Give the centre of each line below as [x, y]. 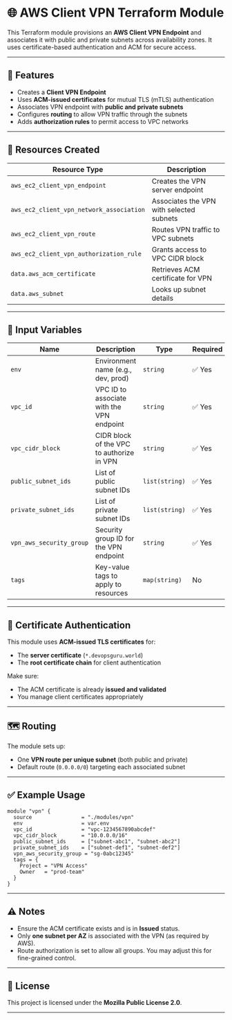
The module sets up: [36, 746]
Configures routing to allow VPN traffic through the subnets [102, 114]
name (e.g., [114, 370]
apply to [109, 585]
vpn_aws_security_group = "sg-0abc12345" [74, 854]
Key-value [113, 568]
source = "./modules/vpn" [74, 817]
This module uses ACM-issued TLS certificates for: [81, 642]
